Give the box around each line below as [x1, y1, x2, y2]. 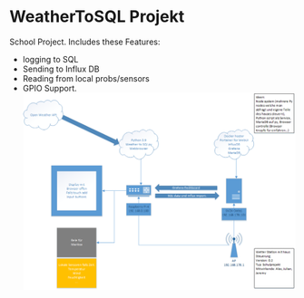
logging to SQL [22, 53, 79, 64]
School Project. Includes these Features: [9, 36, 161, 47]
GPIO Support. [22, 82, 77, 93]
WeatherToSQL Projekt [9, 6, 185, 27]
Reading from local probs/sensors [22, 72, 150, 83]
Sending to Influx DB [22, 63, 100, 74]
